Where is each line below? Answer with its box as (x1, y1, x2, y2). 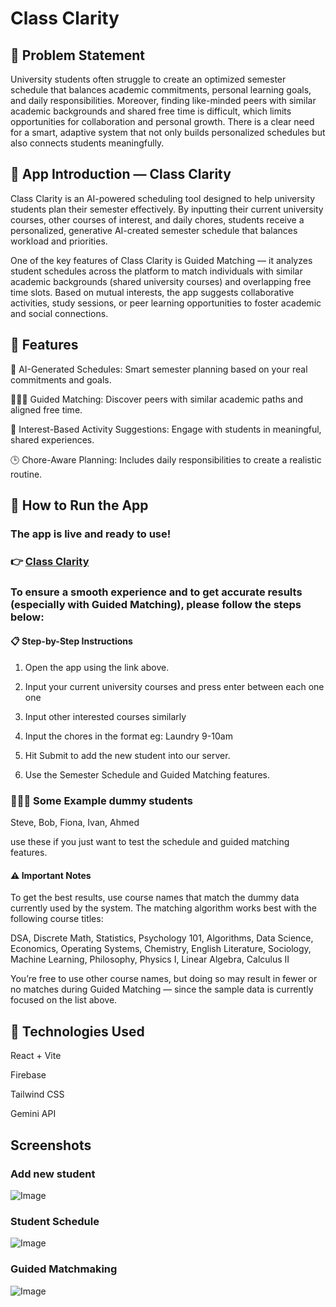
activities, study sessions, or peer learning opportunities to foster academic (10, 297, 322, 309)
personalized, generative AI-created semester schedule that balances (10, 224, 298, 236)
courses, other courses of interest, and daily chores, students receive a (10, 213, 305, 226)
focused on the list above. (10, 994, 118, 1006)
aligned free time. (10, 403, 83, 416)
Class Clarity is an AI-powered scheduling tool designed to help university (10, 192, 316, 204)
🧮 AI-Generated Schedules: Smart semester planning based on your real (10, 363, 308, 375)
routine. (10, 468, 43, 480)
